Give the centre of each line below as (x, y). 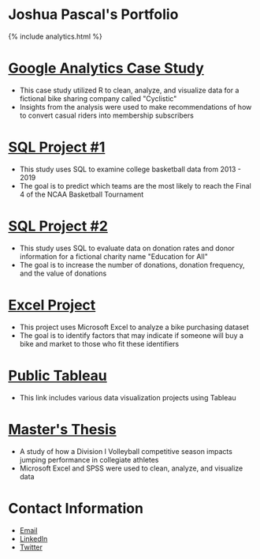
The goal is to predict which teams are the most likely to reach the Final (136, 186)
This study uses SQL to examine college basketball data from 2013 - (130, 169)
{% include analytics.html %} (55, 36)
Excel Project (52, 305)
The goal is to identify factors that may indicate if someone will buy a (132, 335)
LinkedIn (33, 538)
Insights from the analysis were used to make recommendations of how (136, 107)
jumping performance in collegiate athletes (89, 460)
